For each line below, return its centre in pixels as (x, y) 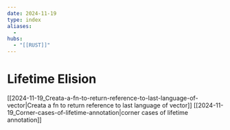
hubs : (15, 39)
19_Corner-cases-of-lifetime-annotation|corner (74, 112)
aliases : (20, 26)
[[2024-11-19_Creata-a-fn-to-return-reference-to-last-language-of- (103, 98)
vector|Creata (27, 105)
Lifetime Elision (52, 79)
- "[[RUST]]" (32, 45)
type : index (24, 20)
